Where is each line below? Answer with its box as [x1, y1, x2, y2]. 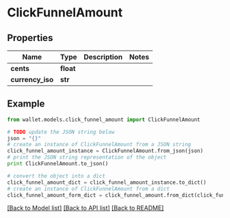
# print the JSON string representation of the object [7, 154, 167, 161]
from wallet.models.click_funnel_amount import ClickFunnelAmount [7, 116, 201, 123]
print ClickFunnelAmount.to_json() [7, 161, 109, 167]
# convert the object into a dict [7, 172, 106, 179]
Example [7, 98, 45, 110]
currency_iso [10, 75, 54, 84]
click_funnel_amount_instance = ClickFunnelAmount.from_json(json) [7, 148, 204, 154]
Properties [7, 32, 53, 44]
